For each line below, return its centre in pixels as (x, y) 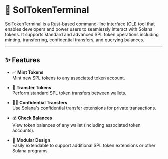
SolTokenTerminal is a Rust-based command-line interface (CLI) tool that (80, 24)
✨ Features (23, 60)
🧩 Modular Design (31, 140)
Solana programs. (30, 151)
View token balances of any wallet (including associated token (76, 125)
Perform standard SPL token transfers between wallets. (69, 93)
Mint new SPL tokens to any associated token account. (69, 78)
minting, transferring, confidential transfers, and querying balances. (75, 40)
